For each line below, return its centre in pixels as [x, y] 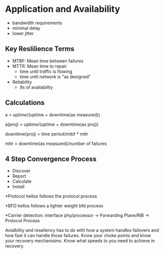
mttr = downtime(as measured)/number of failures [56, 143]
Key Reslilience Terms [40, 49]
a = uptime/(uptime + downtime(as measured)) [52, 114]
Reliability [22, 82]
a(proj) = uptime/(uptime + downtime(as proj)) [52, 124]
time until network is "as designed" [55, 76]
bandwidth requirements [37, 23]
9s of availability [36, 87]
